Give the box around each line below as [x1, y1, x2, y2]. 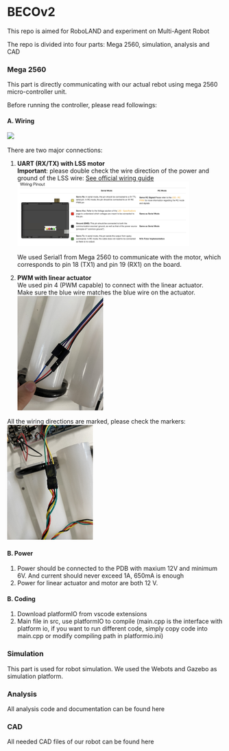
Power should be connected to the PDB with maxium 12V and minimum [16, 565, 218, 573]
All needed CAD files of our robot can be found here [7, 737, 154, 746]
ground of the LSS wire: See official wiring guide [16, 174, 154, 182]
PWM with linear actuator [16, 273, 92, 282]
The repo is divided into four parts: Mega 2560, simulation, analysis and [7, 40, 210, 48]
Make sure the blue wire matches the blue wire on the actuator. [16, 288, 195, 296]
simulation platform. [7, 672, 64, 680]
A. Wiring [7, 116, 35, 124]
